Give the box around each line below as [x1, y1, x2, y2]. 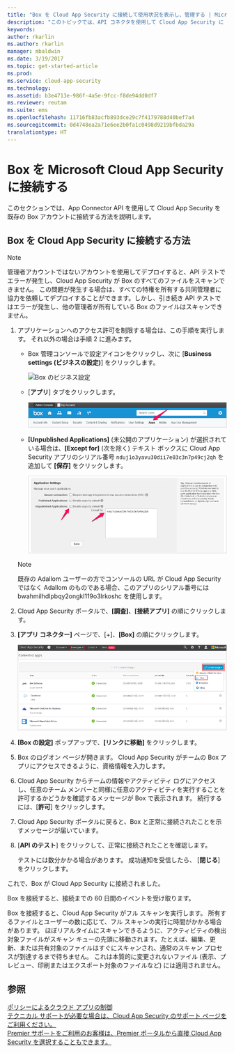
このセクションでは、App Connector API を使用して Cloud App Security [7, 203, 214, 212]
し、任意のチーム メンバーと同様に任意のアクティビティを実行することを [17, 785, 226, 793]
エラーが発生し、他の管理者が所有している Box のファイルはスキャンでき [13, 303, 223, 311]
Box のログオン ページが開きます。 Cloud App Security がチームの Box [17, 753, 219, 761]
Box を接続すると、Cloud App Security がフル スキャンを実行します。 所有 [7, 909, 221, 917]
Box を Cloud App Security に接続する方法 [7, 234, 191, 247]
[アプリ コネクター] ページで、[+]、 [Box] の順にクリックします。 [17, 630, 203, 639]
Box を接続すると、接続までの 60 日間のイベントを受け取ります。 [7, 894, 195, 902]
